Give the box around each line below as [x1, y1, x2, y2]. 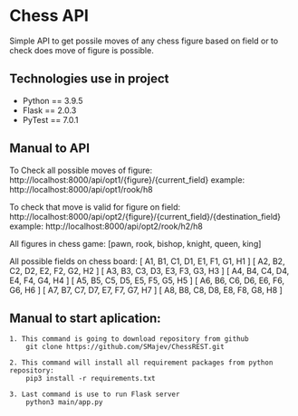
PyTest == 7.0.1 [22, 114, 79, 125]
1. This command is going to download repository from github [9, 335, 249, 344]
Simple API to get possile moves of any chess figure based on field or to [9, 35, 279, 46]
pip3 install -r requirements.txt [25, 374, 156, 383]
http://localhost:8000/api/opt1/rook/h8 [9, 184, 153, 194]
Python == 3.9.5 [22, 95, 83, 106]
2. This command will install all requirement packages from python [9, 358, 274, 367]
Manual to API [9, 141, 91, 156]
